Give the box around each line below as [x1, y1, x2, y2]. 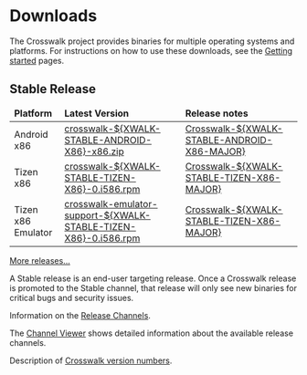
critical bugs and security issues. [9, 292, 134, 303]
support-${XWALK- [64, 209, 151, 222]
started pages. [9, 55, 65, 66]
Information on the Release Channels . [9, 309, 151, 320]
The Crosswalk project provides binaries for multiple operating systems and [9, 36, 295, 47]
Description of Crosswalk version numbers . [9, 355, 173, 366]
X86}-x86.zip [64, 145, 125, 158]
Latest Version [64, 107, 130, 120]
